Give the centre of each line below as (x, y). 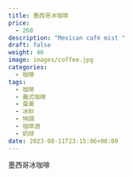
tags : (17, 82)
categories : (28, 67)
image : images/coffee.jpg (51, 60)
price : (19, 23)
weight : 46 (26, 52)
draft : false (30, 45)
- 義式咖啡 (31, 97)
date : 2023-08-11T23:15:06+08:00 (63, 141)
